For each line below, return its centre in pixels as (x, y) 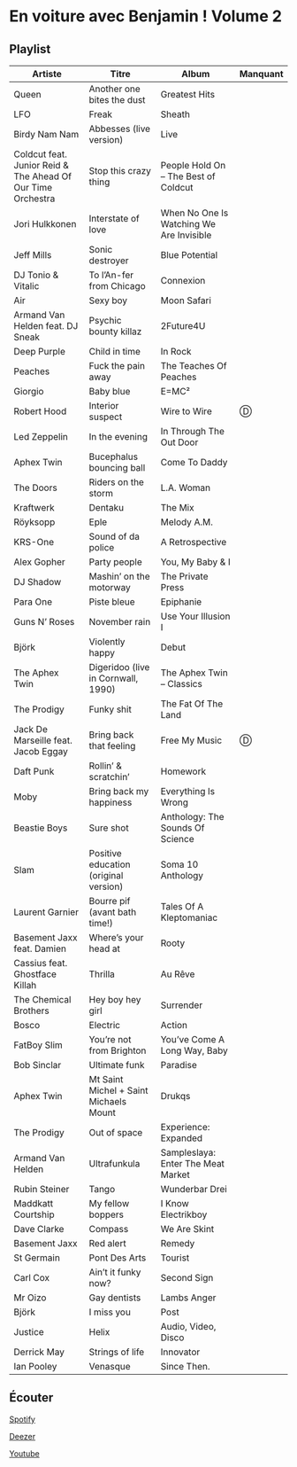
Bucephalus (114, 456)
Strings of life (117, 1352)
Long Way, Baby (194, 1050)
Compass (109, 1229)
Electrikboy (184, 1214)
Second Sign (187, 1278)
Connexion (183, 281)
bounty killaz (115, 332)
